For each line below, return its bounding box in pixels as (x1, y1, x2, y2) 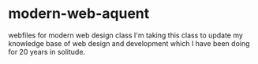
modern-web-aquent (8, 5, 150, 23)
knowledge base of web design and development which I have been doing (8, 38, 250, 48)
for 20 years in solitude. (8, 47, 85, 56)
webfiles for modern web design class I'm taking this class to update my (8, 30, 243, 40)
